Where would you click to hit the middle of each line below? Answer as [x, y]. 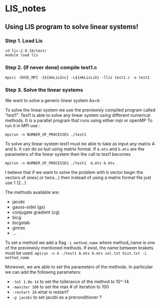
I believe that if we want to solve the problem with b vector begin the [74, 172]
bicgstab [21, 223]
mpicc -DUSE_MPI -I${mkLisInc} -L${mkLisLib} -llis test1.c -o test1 [78, 78]
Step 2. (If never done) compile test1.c [51, 67]
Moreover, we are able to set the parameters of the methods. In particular [79, 267]
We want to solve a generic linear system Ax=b [53, 101]
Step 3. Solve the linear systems [44, 90]
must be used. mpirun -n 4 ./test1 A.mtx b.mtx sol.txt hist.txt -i [76, 253]
